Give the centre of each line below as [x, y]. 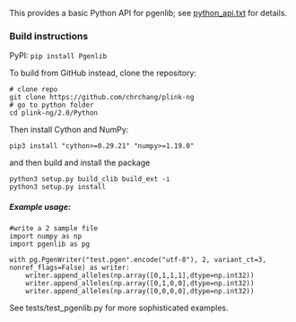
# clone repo [34, 90]
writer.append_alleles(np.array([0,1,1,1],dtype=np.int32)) [140, 276]
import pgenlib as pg [50, 244]
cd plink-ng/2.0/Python [54, 113]
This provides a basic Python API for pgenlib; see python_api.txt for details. [148, 13]
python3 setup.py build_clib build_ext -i [90, 179]
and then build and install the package [80, 163]
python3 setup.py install [57, 187]
